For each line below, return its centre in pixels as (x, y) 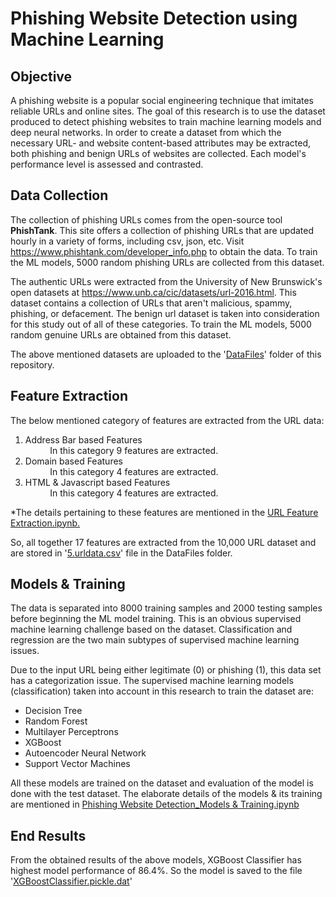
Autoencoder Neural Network (85, 753)
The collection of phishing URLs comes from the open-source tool (146, 219)
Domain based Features (73, 461)
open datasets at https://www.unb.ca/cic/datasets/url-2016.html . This (153, 292)
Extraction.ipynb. (45, 523)
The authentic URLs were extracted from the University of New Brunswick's (166, 281)
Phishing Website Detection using (154, 18)
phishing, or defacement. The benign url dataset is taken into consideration (165, 313)
